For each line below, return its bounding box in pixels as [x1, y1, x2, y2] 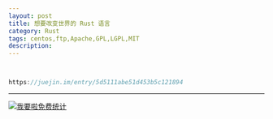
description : [8, 42, 53, 50]
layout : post [8, 11, 53, 20]
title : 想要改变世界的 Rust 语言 [8, 19, 111, 28]
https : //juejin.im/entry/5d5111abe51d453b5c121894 [8, 79, 184, 87]
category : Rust [8, 27, 60, 35]
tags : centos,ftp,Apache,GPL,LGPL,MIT [8, 34, 140, 43]
